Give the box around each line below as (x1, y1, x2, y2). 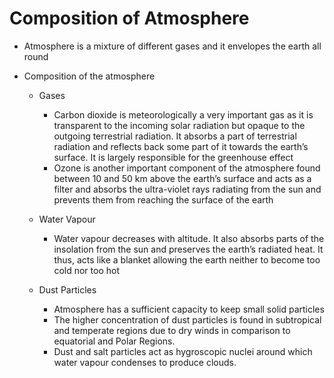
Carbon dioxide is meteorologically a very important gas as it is (53, 108, 314, 121)
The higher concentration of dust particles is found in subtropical (53, 313, 322, 326)
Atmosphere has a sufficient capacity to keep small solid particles (53, 303, 325, 315)
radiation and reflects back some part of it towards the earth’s (53, 140, 309, 152)
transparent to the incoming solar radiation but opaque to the (53, 119, 306, 131)
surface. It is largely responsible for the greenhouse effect (53, 151, 294, 163)
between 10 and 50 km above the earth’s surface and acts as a (53, 172, 312, 184)
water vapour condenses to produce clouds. (53, 356, 237, 368)
